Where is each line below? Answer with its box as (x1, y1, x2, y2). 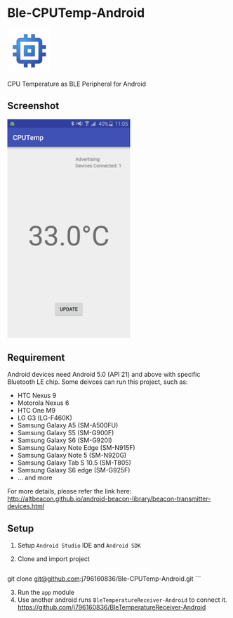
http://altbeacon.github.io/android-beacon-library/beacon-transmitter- (7, 494, 211, 503)
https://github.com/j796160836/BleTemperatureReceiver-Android (17, 603, 206, 612)
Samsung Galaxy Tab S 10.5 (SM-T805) (17, 458, 132, 467)
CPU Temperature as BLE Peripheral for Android (7, 79, 146, 88)
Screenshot (7, 100, 60, 112)
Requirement (7, 352, 65, 363)
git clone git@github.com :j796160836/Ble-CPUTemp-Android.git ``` (7, 574, 201, 583)
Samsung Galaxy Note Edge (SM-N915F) (17, 444, 135, 452)
